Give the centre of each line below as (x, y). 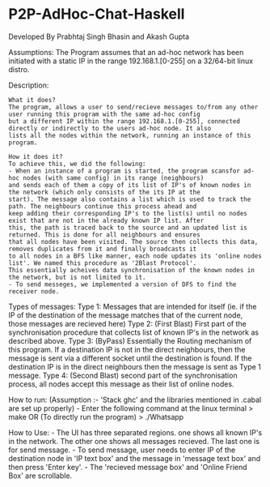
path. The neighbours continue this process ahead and (103, 206)
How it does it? (36, 156)
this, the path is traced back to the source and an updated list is (128, 228)
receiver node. (34, 291)
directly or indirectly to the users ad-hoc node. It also (110, 128)
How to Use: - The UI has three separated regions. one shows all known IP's (135, 432)
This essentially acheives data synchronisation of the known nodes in (131, 270)
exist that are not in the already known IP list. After (106, 220)
